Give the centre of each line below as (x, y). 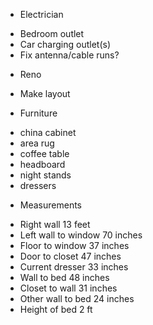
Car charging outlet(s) (65, 44)
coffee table (44, 153)
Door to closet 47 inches (70, 256)
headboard (42, 164)
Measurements (51, 205)
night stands (45, 175)
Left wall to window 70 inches (81, 235)
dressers (38, 185)
